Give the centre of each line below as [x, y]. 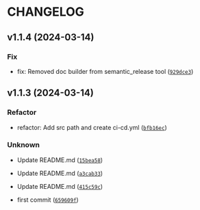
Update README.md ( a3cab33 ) [60, 173]
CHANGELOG [46, 12]
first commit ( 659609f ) [48, 200]
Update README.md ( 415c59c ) [60, 186]
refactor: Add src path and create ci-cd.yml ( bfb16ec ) [92, 127]
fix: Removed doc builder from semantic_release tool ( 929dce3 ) [105, 71]
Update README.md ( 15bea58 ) [60, 160]
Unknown [23, 145]
